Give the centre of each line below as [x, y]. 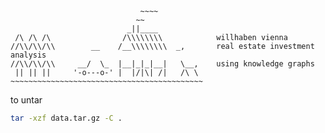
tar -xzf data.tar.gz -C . [66, 118]
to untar [26, 100]
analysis [28, 55]
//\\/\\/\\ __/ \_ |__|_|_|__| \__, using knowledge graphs [162, 64]
